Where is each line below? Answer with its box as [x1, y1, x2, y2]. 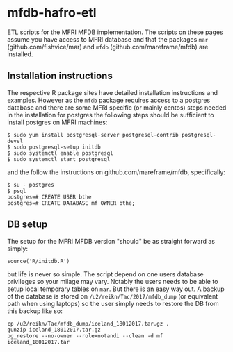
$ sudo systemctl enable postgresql [7, 149, 113, 157]
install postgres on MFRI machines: [7, 118, 108, 126]
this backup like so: [7, 307, 63, 315]
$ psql [7, 187, 26, 194]
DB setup [7, 219, 48, 231]
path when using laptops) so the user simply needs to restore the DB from [7, 299, 219, 308]
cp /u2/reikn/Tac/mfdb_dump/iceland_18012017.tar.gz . [7, 320, 170, 327]
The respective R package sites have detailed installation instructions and [7, 88, 218, 97]
